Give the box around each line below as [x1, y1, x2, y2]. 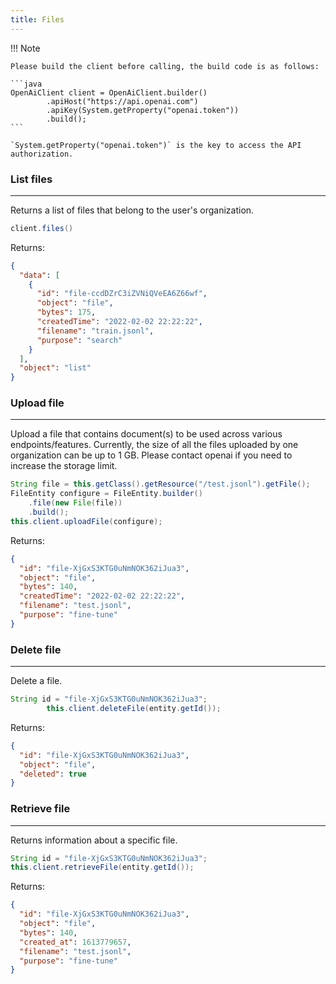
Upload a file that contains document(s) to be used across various [10, 428, 283, 440]
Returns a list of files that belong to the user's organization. [10, 204, 255, 216]
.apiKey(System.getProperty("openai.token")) [46, 105, 240, 115]
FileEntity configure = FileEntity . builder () [10, 489, 203, 499]
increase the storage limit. [10, 460, 118, 472]
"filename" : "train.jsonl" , [36, 326, 155, 336]
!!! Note [10, 42, 41, 54]
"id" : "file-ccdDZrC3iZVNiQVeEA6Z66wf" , [36, 289, 208, 299]
